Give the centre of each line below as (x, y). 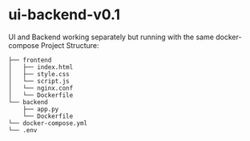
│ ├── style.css (39, 74)
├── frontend (30, 60)
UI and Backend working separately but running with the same (111, 37)
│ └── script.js (39, 81)
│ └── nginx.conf (41, 88)
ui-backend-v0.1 (64, 15)
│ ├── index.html (41, 67)
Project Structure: (70, 45)
